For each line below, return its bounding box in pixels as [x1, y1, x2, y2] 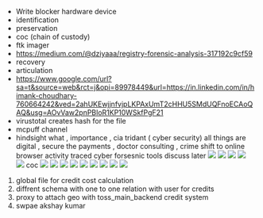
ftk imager [15, 40, 50, 50]
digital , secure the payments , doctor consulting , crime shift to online [15, 142, 245, 151]
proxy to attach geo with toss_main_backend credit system [15, 193, 209, 201]
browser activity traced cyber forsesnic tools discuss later [15, 151, 207, 160]
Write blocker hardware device [15, 7, 117, 16]
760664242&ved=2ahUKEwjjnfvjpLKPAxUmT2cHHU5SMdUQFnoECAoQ [15, 99, 253, 109]
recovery [15, 57, 46, 67]
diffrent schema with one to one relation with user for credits [15, 184, 215, 193]
